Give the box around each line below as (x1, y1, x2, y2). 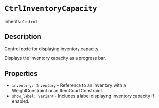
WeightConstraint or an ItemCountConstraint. (11, 87, 104, 93)
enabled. (11, 98, 30, 104)
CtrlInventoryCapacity (4, 4, 97, 13)
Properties (4, 69, 38, 78)
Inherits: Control (4, 18, 38, 24)
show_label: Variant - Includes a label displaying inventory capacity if (11, 93, 154, 99)
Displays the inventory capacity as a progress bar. (4, 55, 106, 61)
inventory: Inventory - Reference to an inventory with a (11, 82, 126, 88)
